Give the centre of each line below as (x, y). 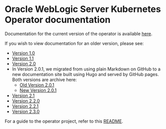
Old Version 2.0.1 (37, 85)
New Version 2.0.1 (38, 90)
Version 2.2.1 (25, 106)
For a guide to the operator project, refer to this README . (64, 121)
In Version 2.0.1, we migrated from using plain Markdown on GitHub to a (86, 69)
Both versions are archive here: (44, 79)
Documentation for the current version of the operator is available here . (79, 33)
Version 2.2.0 (26, 100)
